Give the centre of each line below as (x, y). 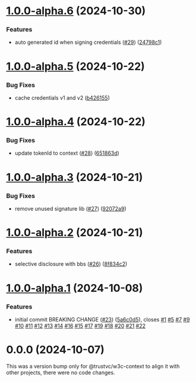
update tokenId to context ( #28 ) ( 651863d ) (67, 153)
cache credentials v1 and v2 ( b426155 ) (62, 98)
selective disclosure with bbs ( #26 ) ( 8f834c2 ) (71, 264)
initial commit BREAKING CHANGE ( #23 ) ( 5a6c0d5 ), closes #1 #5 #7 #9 (102, 319)
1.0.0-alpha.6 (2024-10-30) (76, 11)
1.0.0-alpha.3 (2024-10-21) (75, 177)
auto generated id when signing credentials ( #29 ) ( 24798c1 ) (88, 42)
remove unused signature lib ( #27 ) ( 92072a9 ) (70, 208)
